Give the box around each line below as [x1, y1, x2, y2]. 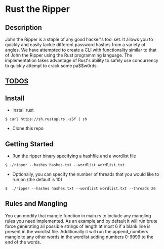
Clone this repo [12, 125, 43, 131]
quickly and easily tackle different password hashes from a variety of [5, 42, 146, 48]
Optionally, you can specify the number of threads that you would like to [12, 171, 160, 177]
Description [5, 23, 42, 32]
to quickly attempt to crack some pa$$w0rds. [5, 63, 98, 68]
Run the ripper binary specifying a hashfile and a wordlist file [12, 153, 136, 159]
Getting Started [5, 140, 54, 148]
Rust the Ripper [5, 3, 70, 15]
